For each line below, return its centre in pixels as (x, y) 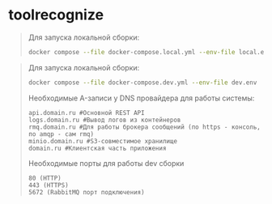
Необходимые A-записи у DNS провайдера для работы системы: (141, 98)
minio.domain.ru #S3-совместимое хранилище (103, 141)
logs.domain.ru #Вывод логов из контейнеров (104, 120)
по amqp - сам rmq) (61, 134)
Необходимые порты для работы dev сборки (106, 163)
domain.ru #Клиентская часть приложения (97, 148)
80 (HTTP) (45, 178)
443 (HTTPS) (48, 185)
